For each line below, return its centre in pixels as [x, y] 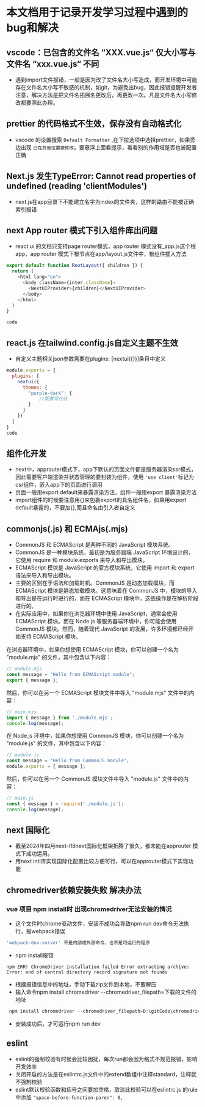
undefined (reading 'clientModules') [77, 186]
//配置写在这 [53, 399]
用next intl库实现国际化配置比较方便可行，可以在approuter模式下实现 [102, 861]
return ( [23, 271]
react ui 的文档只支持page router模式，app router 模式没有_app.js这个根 [106, 246]
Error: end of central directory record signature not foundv [87, 972]
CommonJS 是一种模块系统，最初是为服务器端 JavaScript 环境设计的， [104, 552]
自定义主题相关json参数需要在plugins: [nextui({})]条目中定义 [90, 358]
